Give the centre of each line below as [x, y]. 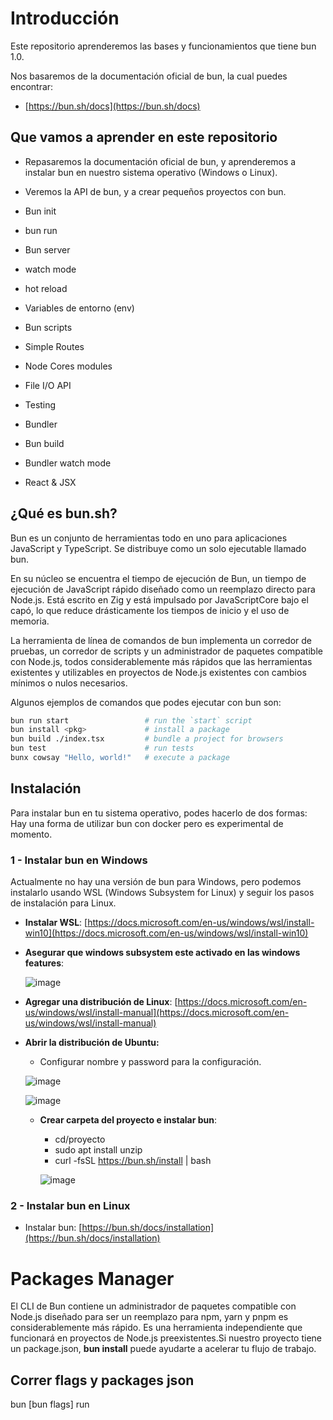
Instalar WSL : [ [56, 923]
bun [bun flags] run [50, 1404]
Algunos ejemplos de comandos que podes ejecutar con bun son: [146, 702]
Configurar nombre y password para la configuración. [150, 1062]
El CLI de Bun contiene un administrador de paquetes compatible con [153, 1306]
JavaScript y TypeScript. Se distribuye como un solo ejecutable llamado [158, 548]
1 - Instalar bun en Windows [79, 860]
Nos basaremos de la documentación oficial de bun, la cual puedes [149, 76]
